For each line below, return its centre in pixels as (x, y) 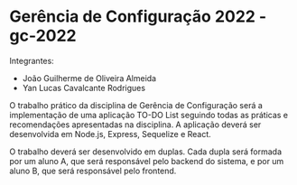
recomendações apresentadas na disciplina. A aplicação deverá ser (135, 125)
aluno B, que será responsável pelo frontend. (93, 171)
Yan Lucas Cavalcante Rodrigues (84, 88)
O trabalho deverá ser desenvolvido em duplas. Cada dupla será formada (146, 152)
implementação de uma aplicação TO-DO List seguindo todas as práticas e (149, 115)
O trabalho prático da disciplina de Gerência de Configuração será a (136, 105)
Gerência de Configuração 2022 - (138, 17)
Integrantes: (32, 60)
